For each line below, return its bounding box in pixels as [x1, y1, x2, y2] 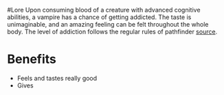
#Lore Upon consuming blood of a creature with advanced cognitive [7, 6, 201, 14]
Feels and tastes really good [16, 74, 98, 82]
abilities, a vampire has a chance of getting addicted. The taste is [7, 13, 192, 21]
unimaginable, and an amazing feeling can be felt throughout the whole [7, 21, 209, 28]
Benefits [7, 51, 57, 67]
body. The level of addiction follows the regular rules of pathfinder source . [7, 27, 218, 36]
